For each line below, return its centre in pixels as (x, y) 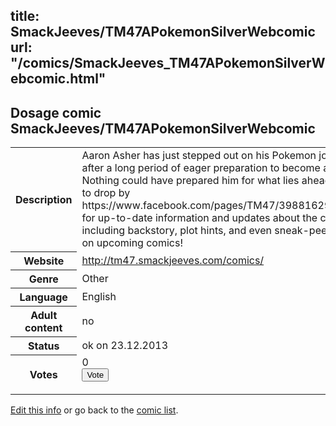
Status (43, 346)
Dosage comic (56, 112)
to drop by (106, 193)
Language (43, 297)
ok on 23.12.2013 (125, 345)
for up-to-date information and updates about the (199, 218)
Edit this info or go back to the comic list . (94, 410)
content (43, 327)
